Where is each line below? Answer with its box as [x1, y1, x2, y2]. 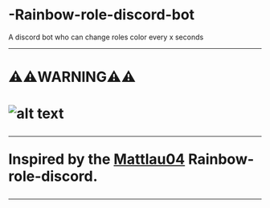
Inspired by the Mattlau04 [8, 150, 186, 169]
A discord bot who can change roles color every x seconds [8, 32, 204, 42]
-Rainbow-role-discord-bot [8, 6, 195, 24]
